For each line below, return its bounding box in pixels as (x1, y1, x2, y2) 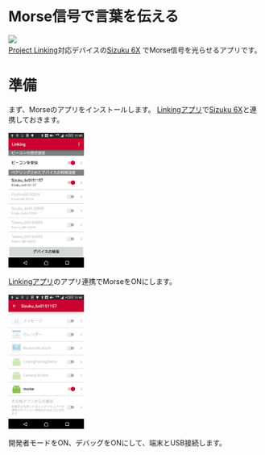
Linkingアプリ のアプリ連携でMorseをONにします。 (8, 276, 177, 286)
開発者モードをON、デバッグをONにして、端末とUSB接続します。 (8, 438, 227, 448)
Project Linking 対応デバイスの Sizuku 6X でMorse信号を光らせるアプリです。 (8, 45, 262, 55)
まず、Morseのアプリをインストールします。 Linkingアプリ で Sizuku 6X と (8, 104, 251, 114)
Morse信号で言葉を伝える (8, 7, 180, 26)
